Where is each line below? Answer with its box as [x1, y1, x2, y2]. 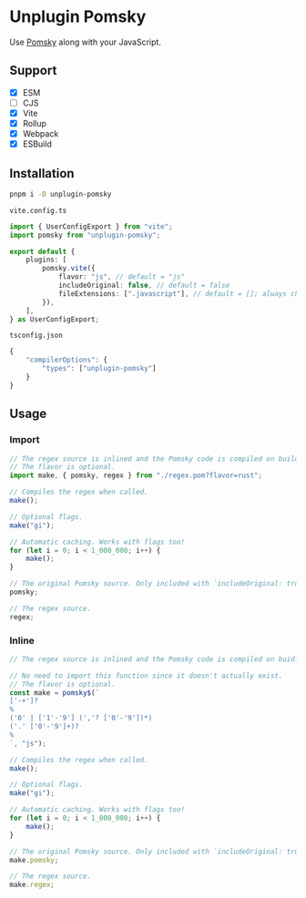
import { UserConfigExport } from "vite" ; [9, 221, 173, 231]
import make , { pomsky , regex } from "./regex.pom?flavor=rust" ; [9, 471, 262, 480]
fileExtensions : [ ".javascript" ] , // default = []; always [57, 289, 287, 298]
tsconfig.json [9, 331, 64, 341]
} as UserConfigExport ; [9, 314, 100, 324]
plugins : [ [25, 255, 67, 265]
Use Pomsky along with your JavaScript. [9, 36, 162, 47]
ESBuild [22, 138, 52, 149]
